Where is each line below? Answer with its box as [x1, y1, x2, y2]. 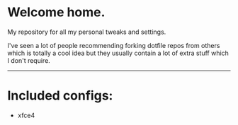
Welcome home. [7, 4, 106, 20]
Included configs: [7, 88, 113, 104]
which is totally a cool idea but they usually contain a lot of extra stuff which [7, 49, 229, 57]
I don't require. [7, 56, 51, 64]
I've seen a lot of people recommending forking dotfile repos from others [7, 41, 220, 49]
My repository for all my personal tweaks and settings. [7, 28, 166, 36]
